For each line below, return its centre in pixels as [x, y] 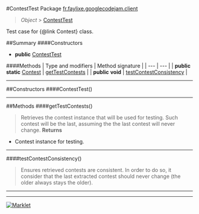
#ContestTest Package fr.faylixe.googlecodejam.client [72, 9]
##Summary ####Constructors [44, 43]
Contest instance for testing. [49, 142]
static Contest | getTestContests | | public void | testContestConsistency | [97, 72]
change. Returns [41, 130]
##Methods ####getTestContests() [49, 106]
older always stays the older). [57, 182]
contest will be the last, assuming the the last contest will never [98, 124]
